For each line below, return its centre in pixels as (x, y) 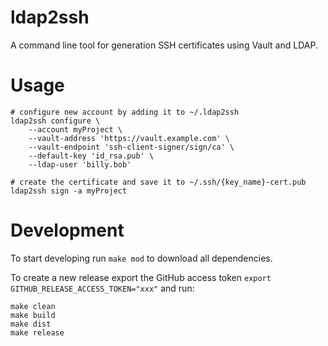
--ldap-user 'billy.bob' (80, 164)
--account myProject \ (75, 129)
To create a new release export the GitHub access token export (141, 277)
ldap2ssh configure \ (55, 121)
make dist (31, 324)
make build (33, 315)
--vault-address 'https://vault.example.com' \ (129, 138)
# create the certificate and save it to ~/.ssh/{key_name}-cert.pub (158, 182)
